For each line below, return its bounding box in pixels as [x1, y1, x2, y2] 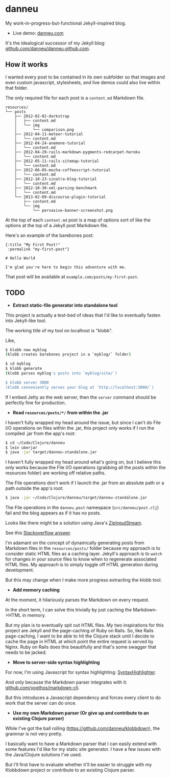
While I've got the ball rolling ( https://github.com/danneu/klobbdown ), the [5, 725, 160, 731]
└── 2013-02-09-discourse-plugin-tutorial [14, 194, 106, 200]
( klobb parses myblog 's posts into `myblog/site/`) [5, 371, 117, 376]
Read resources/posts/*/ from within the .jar [12, 409, 109, 415]
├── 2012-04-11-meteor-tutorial [14, 131, 83, 136]
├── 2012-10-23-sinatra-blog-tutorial [14, 176, 97, 182]
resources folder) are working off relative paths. [5, 470, 106, 476]
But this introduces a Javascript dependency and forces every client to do [5, 694, 161, 701]
